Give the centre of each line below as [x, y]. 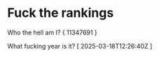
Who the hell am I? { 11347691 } [53, 32]
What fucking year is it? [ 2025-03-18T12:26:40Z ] [80, 46]
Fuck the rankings [61, 13]
